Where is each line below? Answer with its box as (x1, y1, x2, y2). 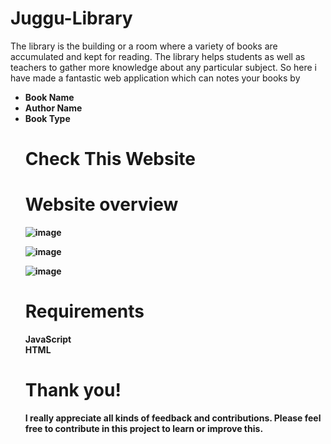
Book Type (24, 112, 71, 124)
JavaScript (24, 333, 72, 345)
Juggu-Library (10, 7, 133, 30)
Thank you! (24, 379, 122, 402)
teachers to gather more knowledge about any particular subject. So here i (10, 61, 317, 73)
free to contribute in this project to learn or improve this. (24, 422, 264, 434)
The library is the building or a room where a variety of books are (10, 40, 278, 52)
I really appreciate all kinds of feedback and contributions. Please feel (24, 412, 322, 424)
